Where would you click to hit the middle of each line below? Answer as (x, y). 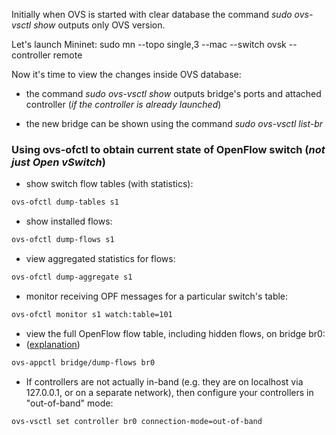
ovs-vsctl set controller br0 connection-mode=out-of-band (137, 421)
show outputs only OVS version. (99, 25)
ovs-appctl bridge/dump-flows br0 (83, 362)
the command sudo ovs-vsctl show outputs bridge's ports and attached (173, 93)
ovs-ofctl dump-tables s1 (65, 202)
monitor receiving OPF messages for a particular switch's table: (157, 296)
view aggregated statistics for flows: (100, 259)
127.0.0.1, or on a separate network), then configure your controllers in (169, 392)
